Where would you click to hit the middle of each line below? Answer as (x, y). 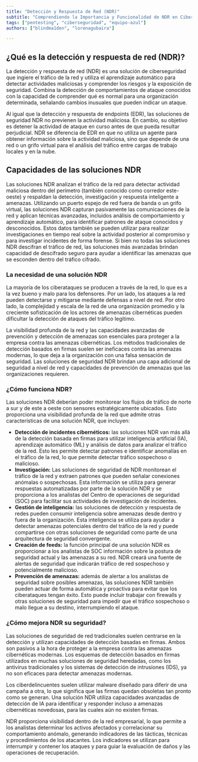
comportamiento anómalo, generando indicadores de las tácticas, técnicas (97, 734)
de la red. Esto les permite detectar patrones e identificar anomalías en (100, 451)
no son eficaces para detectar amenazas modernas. (70, 673)
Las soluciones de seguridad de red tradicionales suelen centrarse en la (93, 636)
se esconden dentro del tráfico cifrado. (54, 259)
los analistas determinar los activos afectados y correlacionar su (84, 727)
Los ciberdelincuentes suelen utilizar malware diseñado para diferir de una (97, 685)
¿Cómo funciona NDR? (39, 390)
